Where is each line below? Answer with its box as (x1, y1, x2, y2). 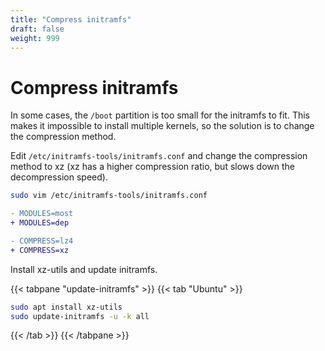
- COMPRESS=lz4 (10, 236, 74, 246)
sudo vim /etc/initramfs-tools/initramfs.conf (10, 191, 208, 201)
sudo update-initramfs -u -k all (10, 311, 150, 321)
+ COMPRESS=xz (10, 245, 70, 255)
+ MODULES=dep (10, 218, 70, 228)
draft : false (10, 24, 65, 34)
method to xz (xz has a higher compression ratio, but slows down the (10, 161, 296, 173)
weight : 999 (10, 33, 60, 43)
